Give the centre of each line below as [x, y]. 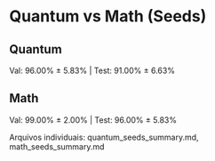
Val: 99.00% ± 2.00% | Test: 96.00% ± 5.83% [93, 120]
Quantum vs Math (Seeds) [108, 16]
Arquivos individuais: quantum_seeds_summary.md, [104, 137]
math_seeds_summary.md [57, 146]
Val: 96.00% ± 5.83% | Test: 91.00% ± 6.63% [92, 70]
